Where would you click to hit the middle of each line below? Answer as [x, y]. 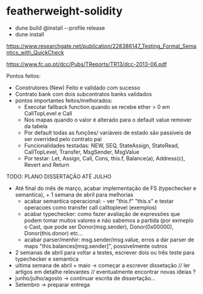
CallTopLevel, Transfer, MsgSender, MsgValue [82, 152]
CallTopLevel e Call [48, 113]
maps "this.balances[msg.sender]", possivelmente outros [96, 246]
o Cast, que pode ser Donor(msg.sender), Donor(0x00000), [99, 227]
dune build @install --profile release [60, 28]
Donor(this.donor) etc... [53, 233]
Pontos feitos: [24, 76]
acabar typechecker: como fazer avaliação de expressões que [102, 214]
